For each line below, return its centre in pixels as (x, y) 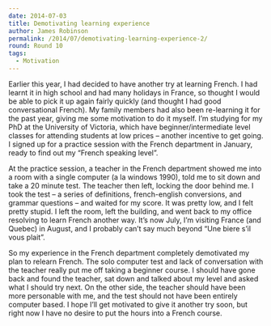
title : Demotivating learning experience (79, 23)
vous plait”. (27, 237)
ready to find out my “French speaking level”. (83, 152)
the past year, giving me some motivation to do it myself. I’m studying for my (135, 118)
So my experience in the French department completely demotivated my (129, 252)
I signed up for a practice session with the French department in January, (131, 144)
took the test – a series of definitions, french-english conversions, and (125, 194)
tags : (17, 53)
